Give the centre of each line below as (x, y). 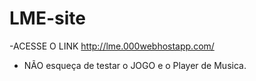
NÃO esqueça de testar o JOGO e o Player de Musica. (135, 65)
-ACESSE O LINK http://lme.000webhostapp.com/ (112, 46)
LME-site (47, 18)
